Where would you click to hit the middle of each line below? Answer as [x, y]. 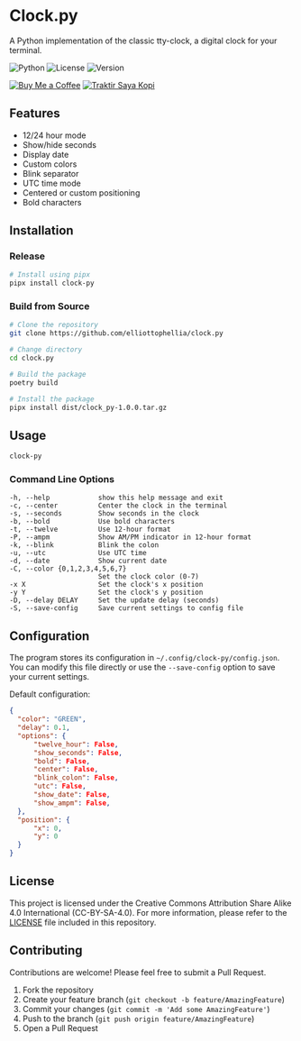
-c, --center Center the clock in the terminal [119, 506]
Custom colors [50, 164]
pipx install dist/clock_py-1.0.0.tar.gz [88, 407]
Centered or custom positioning [81, 192]
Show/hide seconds [59, 144]
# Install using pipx [50, 275]
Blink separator [50, 173]
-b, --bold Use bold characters [92, 522]
